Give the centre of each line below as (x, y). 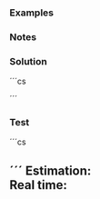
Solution (29, 61)
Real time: (39, 185)
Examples (32, 13)
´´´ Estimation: (50, 170)
